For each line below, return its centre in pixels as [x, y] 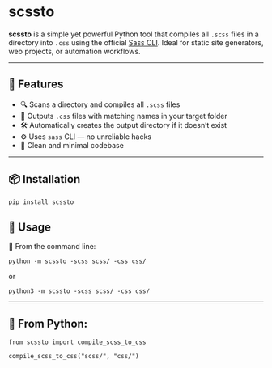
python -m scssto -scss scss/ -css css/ [78, 261]
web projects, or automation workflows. [74, 51]
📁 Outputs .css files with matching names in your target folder [124, 116]
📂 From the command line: [52, 247]
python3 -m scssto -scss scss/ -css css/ [79, 291]
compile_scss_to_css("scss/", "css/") [74, 357]
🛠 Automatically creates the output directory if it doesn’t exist [123, 125]
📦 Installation [45, 179]
